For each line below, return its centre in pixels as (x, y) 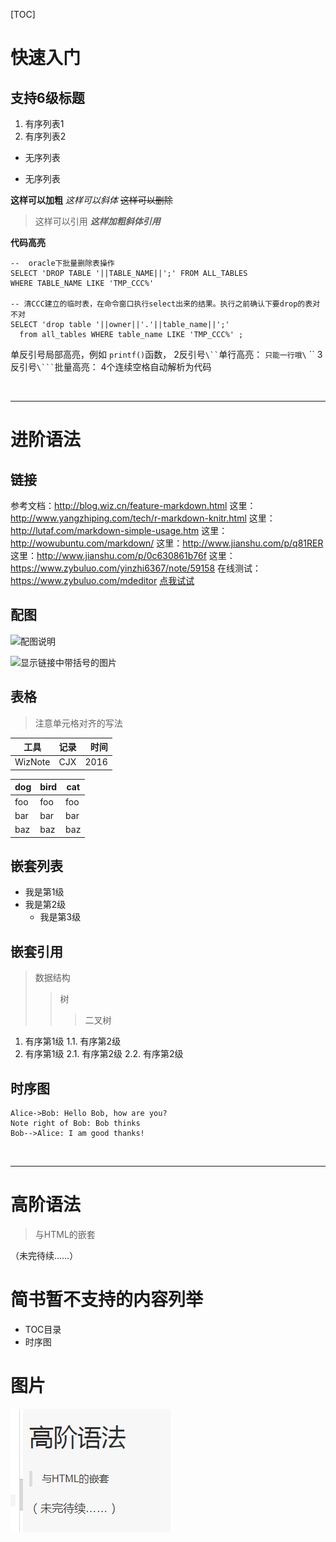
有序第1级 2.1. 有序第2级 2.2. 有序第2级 (104, 1054)
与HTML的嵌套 (65, 1234)
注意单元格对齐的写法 (78, 723)
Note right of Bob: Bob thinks (75, 1124)
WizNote (32, 762)
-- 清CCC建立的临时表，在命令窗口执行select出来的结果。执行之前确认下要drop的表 (161, 304)
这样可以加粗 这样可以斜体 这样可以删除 (91, 200)
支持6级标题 (47, 97)
